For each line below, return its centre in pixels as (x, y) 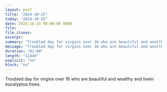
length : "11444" (22, 56)
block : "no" (17, 65)
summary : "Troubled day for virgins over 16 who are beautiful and (77, 42)
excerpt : (14, 38)
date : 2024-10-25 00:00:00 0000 (39, 23)
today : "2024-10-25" (27, 19)
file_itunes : (19, 33)
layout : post (19, 10)
